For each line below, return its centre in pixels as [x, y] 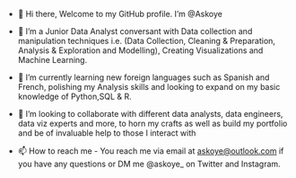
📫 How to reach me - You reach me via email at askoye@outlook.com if [151, 151]
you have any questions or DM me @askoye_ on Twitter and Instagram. [149, 164]
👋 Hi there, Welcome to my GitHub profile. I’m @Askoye [120, 14]
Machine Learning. [52, 60]
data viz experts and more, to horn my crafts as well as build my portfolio [152, 123]
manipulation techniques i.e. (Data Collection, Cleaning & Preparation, [147, 41]
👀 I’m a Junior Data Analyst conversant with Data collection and [135, 31]
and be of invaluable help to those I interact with [107, 133]
